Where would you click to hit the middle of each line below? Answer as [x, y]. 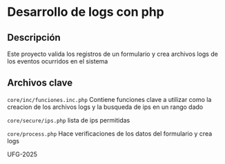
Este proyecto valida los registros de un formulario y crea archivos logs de [113, 54]
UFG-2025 [22, 154]
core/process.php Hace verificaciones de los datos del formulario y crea [110, 133]
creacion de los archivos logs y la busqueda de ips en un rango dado [105, 107]
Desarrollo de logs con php [86, 12]
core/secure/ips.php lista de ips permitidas [69, 120]
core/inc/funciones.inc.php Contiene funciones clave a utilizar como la [109, 99]
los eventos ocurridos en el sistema [58, 61]
